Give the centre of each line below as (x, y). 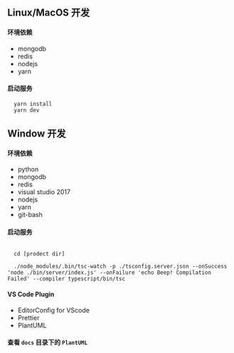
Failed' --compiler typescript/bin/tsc (67, 279)
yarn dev (27, 110)
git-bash (30, 215)
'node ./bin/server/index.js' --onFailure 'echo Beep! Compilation (110, 273)
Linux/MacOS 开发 (49, 13)
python (28, 169)
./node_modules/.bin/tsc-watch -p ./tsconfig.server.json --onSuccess (121, 266)
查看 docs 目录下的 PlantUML (47, 342)
